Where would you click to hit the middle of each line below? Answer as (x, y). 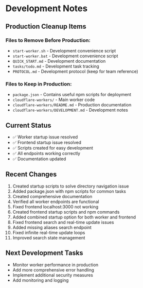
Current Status (28, 125)
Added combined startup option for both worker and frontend (74, 217)
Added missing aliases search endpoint (52, 227)
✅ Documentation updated (39, 159)
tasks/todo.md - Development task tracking (56, 66)
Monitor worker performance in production (55, 265)
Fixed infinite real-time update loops (49, 232)
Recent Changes (31, 175)
